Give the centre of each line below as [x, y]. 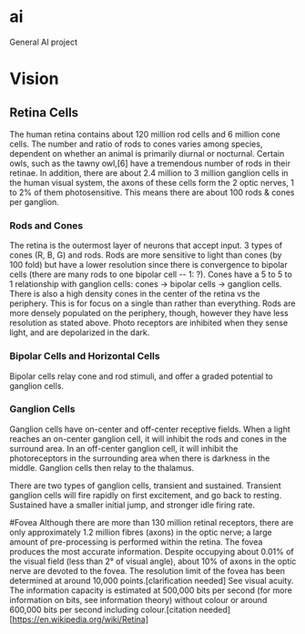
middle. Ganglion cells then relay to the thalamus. [102, 467]
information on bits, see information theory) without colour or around [138, 599]
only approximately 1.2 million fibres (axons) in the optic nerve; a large [141, 532]
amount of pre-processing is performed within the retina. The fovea [136, 542]
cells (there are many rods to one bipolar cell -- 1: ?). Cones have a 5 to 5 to [151, 274]
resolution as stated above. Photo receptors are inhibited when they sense [149, 323]
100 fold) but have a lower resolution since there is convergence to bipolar [149, 265]
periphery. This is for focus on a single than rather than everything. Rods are [152, 303]
